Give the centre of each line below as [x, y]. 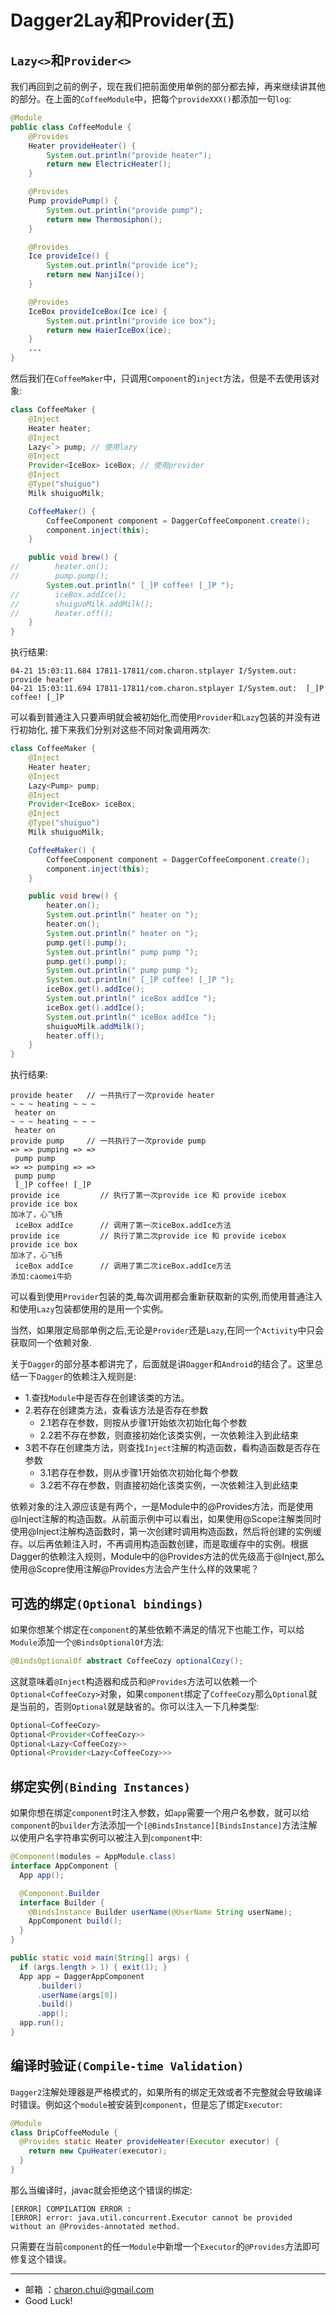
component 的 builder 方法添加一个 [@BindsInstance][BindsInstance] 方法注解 [164, 1825]
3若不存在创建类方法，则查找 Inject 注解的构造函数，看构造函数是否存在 [172, 1448]
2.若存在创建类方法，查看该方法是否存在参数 [116, 1410]
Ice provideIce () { [69, 256]
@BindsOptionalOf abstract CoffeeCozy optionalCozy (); [127, 1661]
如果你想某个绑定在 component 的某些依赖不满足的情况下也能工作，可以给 [157, 1629]
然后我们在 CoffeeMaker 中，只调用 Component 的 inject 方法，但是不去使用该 [161, 378]
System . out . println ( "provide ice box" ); [131, 321]
